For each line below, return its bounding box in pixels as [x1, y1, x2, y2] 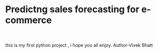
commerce [5, 14, 52, 26]
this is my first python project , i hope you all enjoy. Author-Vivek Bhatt [5, 42, 153, 48]
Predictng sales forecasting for [5, 4, 140, 15]
